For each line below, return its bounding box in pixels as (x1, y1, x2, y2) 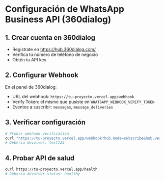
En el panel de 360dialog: (5, 84, 57, 90)
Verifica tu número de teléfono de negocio (12, 52, 98, 57)
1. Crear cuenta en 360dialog (5, 33, 96, 42)
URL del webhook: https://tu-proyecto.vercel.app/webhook (12, 93, 134, 99)
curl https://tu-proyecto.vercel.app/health (5, 167, 98, 172)
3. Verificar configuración (5, 118, 86, 127)
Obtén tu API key (12, 57, 47, 62)
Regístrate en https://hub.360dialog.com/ (12, 47, 96, 52)
